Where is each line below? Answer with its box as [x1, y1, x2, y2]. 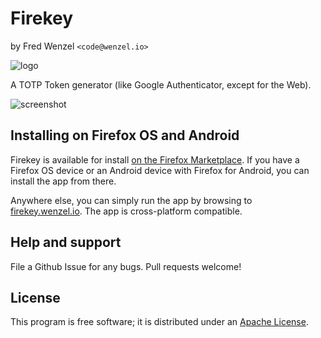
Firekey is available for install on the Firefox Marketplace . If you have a [10, 153, 300, 166]
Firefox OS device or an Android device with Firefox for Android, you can [10, 164, 310, 176]
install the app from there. [10, 175, 117, 187]
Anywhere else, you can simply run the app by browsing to [10, 194, 253, 206]
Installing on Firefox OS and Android [10, 127, 240, 144]
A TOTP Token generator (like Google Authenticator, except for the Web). [10, 78, 312, 91]
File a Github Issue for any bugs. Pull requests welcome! [10, 260, 242, 272]
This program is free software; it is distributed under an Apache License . [10, 316, 309, 328]
